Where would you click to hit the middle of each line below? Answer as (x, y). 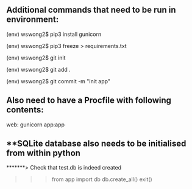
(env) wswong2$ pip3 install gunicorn (54, 34)
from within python (44, 153)
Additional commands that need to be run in (91, 10)
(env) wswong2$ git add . (39, 69)
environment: (33, 20)
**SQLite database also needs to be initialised (96, 144)
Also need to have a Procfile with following (89, 101)
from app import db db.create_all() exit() (102, 179)
